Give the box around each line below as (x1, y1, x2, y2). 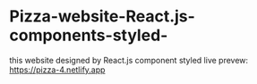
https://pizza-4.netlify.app (9, 64, 106, 75)
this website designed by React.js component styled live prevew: (9, 55, 249, 65)
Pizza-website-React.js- (9, 6, 195, 27)
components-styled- (9, 25, 168, 46)
